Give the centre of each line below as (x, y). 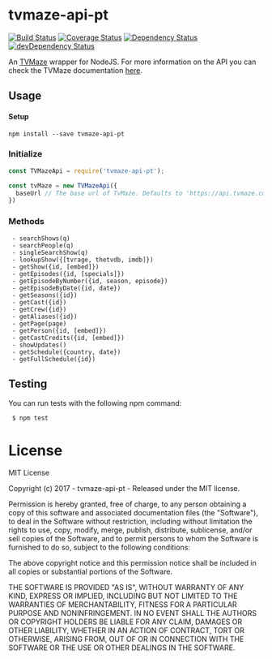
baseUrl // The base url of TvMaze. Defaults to (99, 193)
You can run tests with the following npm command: (95, 403)
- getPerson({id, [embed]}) (59, 330)
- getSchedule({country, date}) (66, 352)
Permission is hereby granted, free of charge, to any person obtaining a (127, 504)
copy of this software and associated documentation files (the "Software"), (134, 513)
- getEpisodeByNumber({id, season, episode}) (90, 281)
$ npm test (30, 418)
